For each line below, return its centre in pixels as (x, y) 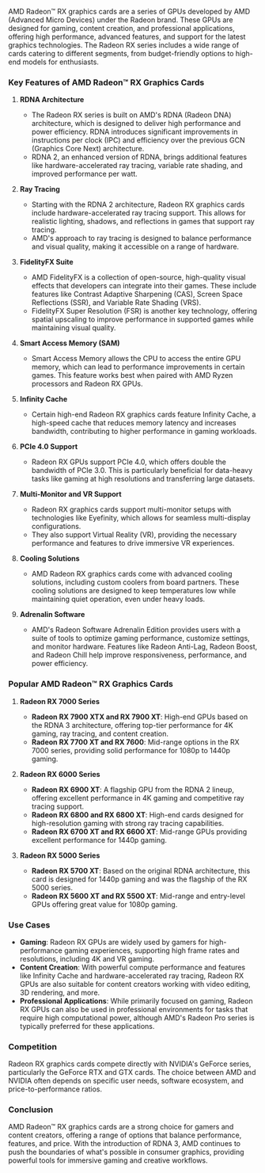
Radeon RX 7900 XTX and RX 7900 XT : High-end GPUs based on (140, 717)
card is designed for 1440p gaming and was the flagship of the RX (139, 879)
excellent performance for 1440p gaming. (99, 840)
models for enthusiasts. (61, 62)
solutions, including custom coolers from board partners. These (135, 582)
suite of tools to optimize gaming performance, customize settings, (141, 638)
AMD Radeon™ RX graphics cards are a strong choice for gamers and (121, 1127)
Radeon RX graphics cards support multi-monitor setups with (131, 509)
